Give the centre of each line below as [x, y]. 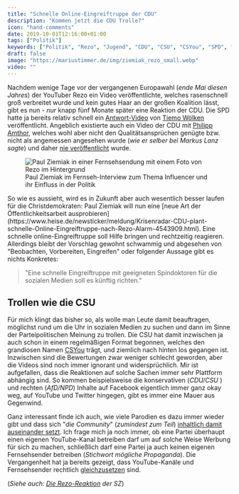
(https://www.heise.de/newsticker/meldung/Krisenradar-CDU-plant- [107, 221]
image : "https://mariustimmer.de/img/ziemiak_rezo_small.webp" [103, 61]
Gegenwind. [25, 403]
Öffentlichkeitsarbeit [37, 213]
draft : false [27, 54]
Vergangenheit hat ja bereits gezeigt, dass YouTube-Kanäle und [101, 462]
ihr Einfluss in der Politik [60, 184]
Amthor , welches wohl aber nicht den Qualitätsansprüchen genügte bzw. [114, 133]
